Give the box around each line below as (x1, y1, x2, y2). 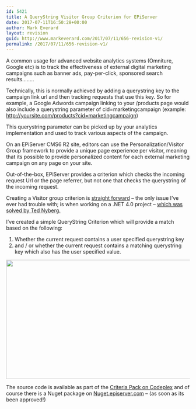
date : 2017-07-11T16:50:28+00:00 (6, 19, 87, 25)
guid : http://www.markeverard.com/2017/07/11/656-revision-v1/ (6, 36, 163, 41)
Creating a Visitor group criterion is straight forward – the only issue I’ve (6, 194, 179, 202)
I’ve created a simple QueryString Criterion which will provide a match (6, 218, 174, 225)
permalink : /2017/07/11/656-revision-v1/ (6, 41, 108, 47)
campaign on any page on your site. (6, 159, 93, 167)
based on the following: (6, 224, 63, 231)
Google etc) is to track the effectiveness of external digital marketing (6, 63, 171, 70)
